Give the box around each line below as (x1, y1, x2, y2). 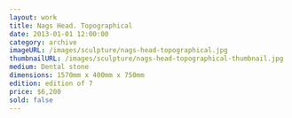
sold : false (9, 95, 53, 105)
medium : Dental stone (9, 63, 90, 72)
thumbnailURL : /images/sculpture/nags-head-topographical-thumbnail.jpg (9, 54, 284, 63)
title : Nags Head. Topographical (9, 21, 133, 30)
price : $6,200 (9, 87, 62, 96)
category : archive (9, 37, 77, 47)
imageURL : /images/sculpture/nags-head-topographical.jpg (9, 46, 228, 55)
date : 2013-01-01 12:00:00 (9, 29, 109, 38)
